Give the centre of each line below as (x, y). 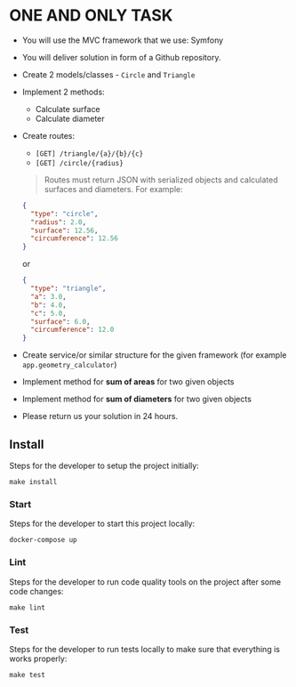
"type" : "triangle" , (68, 289)
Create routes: (48, 135)
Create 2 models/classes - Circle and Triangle (108, 74)
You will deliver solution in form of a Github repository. (121, 57)
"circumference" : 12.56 (74, 238)
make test (28, 675)
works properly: (38, 659)
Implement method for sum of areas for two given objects (128, 382)
